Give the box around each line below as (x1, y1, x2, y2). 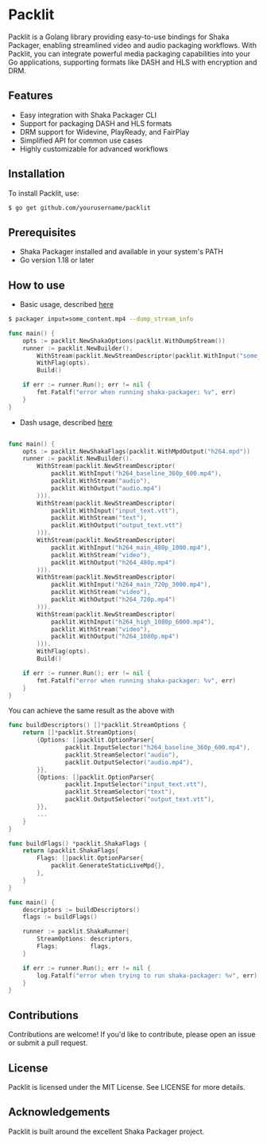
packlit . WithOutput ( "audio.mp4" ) (50, 484, 161, 492)
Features (8, 89, 53, 103)
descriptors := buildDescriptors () (22, 906, 141, 914)
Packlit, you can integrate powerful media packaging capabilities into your (8, 49, 250, 58)
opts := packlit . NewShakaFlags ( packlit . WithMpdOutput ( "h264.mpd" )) (22, 447, 250, 455)
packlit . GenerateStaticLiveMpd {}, (50, 862, 165, 870)
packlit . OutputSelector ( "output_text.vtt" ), (64, 796, 215, 804)
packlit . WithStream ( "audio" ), (50, 477, 151, 486)
